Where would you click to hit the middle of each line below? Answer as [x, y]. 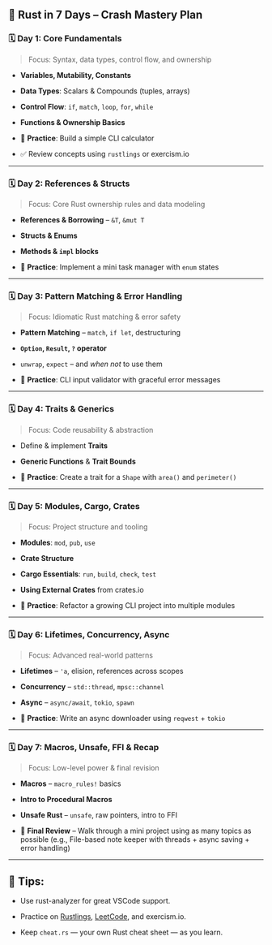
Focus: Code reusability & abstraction [91, 429]
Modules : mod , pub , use [57, 542]
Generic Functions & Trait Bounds [78, 461]
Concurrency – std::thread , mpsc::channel [92, 687]
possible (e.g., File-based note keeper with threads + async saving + [135, 839]
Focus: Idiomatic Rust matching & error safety [104, 317]
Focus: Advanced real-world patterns [91, 655]
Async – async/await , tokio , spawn [77, 702]
